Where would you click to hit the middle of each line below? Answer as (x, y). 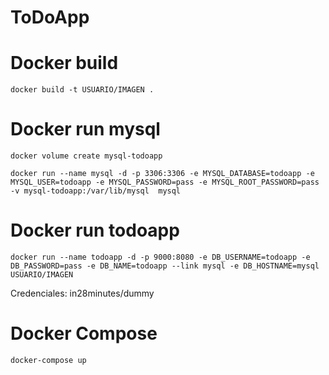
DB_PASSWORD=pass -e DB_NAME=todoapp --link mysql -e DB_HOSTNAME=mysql (165, 266)
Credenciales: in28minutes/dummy (82, 293)
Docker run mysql (85, 129)
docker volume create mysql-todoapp (86, 156)
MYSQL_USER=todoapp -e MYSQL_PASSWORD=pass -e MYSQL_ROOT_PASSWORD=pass (165, 182)
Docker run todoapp (95, 230)
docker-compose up (48, 360)
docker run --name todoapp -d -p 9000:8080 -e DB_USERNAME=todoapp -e (160, 257)
